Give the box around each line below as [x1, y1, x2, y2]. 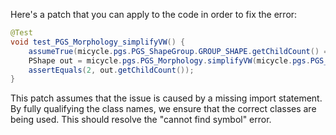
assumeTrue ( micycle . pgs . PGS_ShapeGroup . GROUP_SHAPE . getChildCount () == [28, 46, 333, 56]
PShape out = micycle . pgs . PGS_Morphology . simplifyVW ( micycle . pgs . [28, 55, 311, 66]
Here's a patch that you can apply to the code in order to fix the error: [10, 9, 298, 20]
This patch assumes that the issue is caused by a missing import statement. [10, 92, 323, 104]
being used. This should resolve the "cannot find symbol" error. [10, 114, 272, 126]
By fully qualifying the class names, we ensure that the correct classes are [10, 103, 317, 115]
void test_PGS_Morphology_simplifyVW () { [10, 37, 186, 47]
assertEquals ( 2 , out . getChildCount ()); [28, 65, 195, 75]
